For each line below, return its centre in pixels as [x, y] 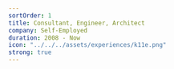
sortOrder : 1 [30, 15]
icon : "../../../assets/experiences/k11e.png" [87, 45]
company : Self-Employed [48, 30]
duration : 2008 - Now [45, 38]
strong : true [30, 52]
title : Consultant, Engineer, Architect [77, 23]
